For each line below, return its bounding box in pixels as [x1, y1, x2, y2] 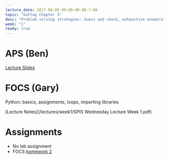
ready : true [5, 26, 30, 31]
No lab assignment [12, 143, 52, 149]
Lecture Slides [5, 65, 35, 71]
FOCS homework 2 [12, 148, 52, 154]
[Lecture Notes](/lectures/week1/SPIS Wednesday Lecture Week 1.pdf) [5, 109, 152, 115]
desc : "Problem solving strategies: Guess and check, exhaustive [5, 17, 145, 22]
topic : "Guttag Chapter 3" [5, 12, 62, 17]
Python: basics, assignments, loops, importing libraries [5, 99, 119, 105]
